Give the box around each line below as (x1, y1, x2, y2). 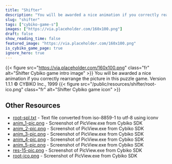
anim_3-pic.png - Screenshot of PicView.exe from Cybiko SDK (12, 131, 144, 137)
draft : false (5, 31, 33, 36)
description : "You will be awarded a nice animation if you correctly (5, 12, 159, 17)
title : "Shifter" (5, 7, 42, 13)
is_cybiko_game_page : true (5, 46, 63, 51)
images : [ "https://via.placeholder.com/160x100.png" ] (5, 27, 123, 32)
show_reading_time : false (5, 36, 60, 42)
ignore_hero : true (5, 50, 45, 55)
